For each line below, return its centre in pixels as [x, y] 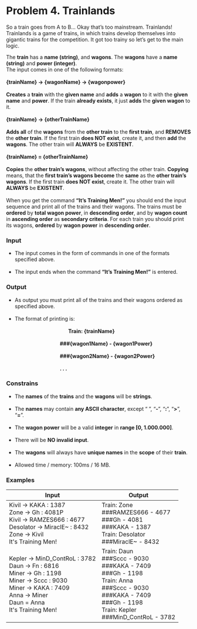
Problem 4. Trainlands [61, 11]
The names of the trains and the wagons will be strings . [83, 396]
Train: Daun [118, 551]
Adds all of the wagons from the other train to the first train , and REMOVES [99, 132]
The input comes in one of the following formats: [65, 69]
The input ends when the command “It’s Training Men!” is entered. [96, 272]
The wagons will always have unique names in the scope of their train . [101, 452]
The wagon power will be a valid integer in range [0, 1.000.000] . [94, 427]
